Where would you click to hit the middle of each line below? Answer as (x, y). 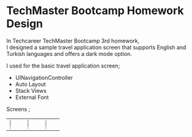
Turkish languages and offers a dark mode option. (69, 53)
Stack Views (31, 90)
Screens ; (18, 109)
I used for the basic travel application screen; (63, 66)
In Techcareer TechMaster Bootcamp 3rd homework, (73, 41)
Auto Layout (30, 84)
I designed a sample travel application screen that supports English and (96, 47)
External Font (32, 97)
